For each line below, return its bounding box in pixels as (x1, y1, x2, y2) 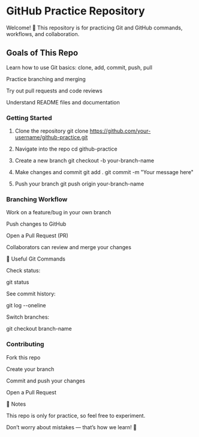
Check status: (6, 267, 41, 274)
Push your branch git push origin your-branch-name (14, 180, 144, 187)
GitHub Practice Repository (6, 4, 145, 18)
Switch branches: (6, 313, 50, 321)
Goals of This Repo (6, 48, 79, 58)
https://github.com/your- (89, 127, 151, 134)
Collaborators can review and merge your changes (6, 244, 132, 251)
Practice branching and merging (6, 75, 86, 82)
